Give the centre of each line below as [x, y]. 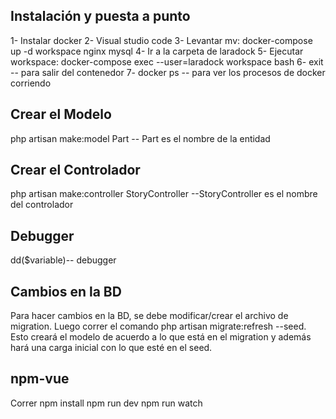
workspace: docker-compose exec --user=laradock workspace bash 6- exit [167, 61]
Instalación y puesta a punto [100, 16]
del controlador [42, 205]
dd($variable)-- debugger [63, 260]
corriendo [31, 83]
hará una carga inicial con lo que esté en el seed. [111, 348]
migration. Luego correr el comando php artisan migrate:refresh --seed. [158, 326]
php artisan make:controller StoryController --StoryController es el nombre [164, 194]
